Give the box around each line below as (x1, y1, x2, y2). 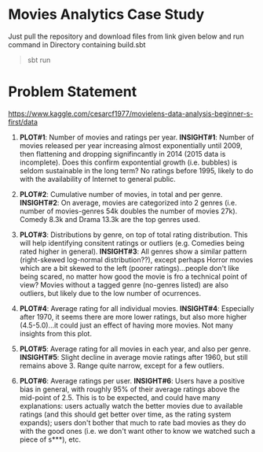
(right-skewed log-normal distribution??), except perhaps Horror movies (19, 254, 254, 265)
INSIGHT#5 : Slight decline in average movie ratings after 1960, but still (19, 352, 248, 361)
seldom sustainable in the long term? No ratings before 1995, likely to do (19, 165, 254, 175)
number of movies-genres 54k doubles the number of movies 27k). (19, 206, 238, 216)
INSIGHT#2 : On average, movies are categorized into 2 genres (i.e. (19, 198, 237, 207)
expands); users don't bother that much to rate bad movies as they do (19, 417, 247, 427)
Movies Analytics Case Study (8, 6, 205, 24)
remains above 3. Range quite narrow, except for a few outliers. (19, 361, 225, 370)
